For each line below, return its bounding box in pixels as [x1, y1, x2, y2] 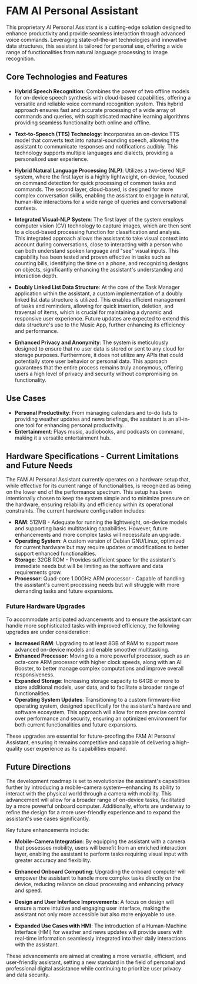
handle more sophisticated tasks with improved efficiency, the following [6, 622, 180, 629]
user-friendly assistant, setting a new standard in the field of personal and [6, 959, 186, 966]
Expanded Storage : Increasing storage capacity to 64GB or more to [14, 677, 179, 684]
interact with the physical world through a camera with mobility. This [6, 790, 172, 797]
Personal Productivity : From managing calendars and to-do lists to [14, 409, 178, 416]
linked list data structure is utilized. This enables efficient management [14, 296, 186, 303]
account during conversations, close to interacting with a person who [14, 240, 183, 248]
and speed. [14, 887, 42, 894]
